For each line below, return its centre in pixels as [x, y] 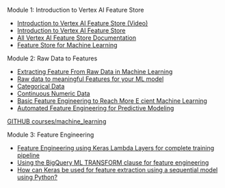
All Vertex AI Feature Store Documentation [77, 38]
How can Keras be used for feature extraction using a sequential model [117, 170]
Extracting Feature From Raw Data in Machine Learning [95, 72]
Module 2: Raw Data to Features [52, 58]
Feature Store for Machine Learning [67, 45]
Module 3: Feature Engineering [51, 134]
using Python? [37, 177]
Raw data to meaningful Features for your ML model [90, 79]
